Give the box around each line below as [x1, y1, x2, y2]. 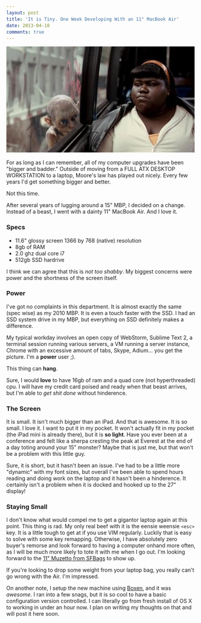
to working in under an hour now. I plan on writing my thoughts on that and [6, 604, 192, 611]
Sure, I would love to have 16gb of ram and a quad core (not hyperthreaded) [6, 376, 196, 383]
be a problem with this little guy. [6, 450, 86, 458]
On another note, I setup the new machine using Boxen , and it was [6, 584, 171, 592]
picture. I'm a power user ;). [6, 353, 76, 360]
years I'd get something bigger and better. [6, 178, 111, 185]
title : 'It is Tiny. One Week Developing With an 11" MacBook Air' [6, 16, 180, 22]
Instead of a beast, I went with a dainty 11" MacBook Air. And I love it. [6, 208, 178, 216]
